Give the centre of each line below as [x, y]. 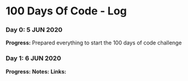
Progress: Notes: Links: [36, 71]
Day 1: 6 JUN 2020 [34, 58]
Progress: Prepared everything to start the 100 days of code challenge [94, 43]
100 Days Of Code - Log [66, 11]
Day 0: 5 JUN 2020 [34, 30]
